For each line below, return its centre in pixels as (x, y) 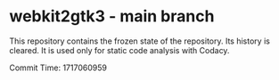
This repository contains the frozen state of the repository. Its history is (139, 41)
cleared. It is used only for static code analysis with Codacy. (119, 50)
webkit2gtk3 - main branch (112, 16)
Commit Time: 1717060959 (58, 68)
